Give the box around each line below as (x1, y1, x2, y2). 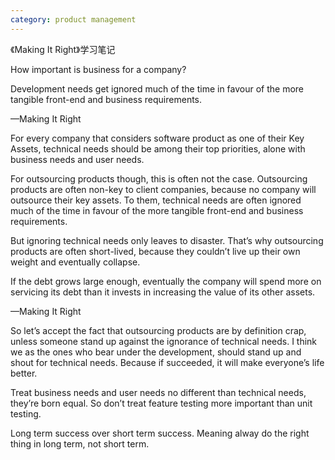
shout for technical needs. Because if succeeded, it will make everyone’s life (10, 356, 325, 368)
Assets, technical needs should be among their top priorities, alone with (10, 142, 306, 155)
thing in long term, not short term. (10, 437, 150, 450)
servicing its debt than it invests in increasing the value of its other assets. (10, 286, 316, 298)
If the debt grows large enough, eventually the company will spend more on (10, 275, 322, 287)
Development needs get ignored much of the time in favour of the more (10, 82, 305, 95)
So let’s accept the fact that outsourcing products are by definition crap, (10, 324, 307, 336)
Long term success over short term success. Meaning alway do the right (10, 427, 310, 439)
